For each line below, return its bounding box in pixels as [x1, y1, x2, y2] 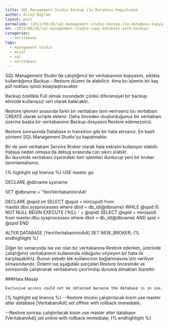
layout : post [5, 17, 33, 22]
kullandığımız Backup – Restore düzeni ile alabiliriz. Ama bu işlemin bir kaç [5, 78, 159, 84]
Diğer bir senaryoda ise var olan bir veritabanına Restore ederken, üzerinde [5, 245, 161, 251]
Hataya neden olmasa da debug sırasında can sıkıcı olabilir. [5, 149, 128, 155]
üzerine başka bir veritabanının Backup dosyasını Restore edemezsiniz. [5, 119, 153, 125]
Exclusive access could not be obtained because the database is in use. [5, 286, 163, 291]
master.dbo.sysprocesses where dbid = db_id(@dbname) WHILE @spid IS [5, 204, 159, 210]
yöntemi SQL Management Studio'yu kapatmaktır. [5, 134, 108, 140]
